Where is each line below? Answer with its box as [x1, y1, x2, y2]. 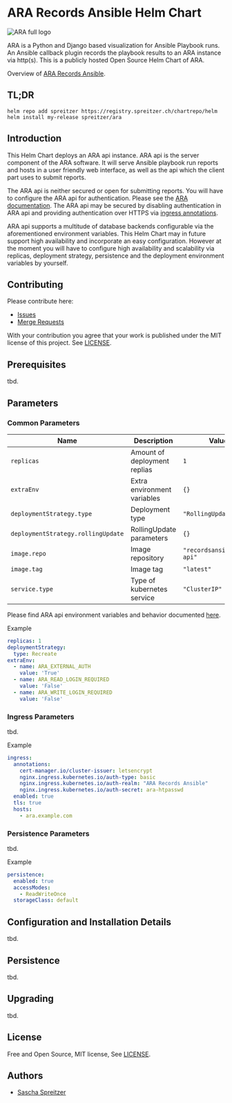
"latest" [182, 565, 212, 573]
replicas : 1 [7, 637, 41, 645]
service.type [10, 585, 54, 593]
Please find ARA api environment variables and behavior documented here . [7, 611, 221, 619]
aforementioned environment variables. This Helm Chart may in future [7, 229, 206, 237]
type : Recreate [13, 650, 57, 657]
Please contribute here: [7, 297, 74, 305]
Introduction [7, 133, 62, 145]
